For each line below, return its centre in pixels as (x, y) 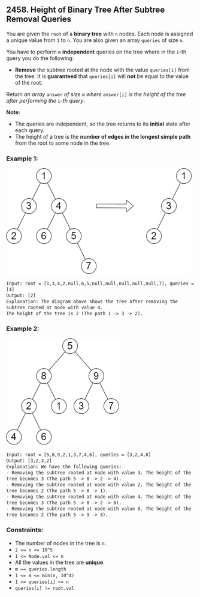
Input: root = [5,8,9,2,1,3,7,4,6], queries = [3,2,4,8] (79, 455)
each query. (30, 130)
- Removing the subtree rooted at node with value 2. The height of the (99, 485)
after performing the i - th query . (46, 100)
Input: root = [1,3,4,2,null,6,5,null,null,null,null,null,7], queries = (100, 284)
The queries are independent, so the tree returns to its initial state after (103, 124)
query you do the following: (40, 58)
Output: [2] (21, 296)
